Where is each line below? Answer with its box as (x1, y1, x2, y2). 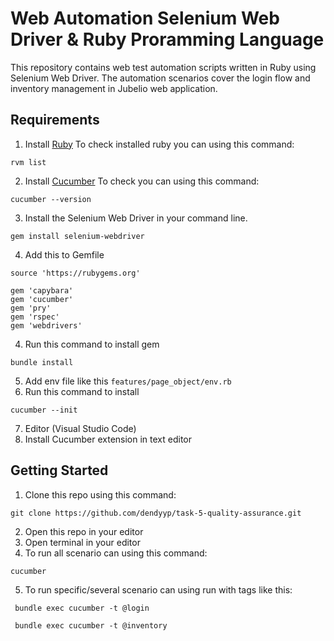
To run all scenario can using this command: (24, 547, 208, 559)
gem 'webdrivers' (10, 320, 83, 331)
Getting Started (10, 462, 109, 479)
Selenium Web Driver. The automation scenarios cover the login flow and (10, 72, 311, 84)
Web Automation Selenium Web (10, 7, 280, 30)
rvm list (10, 157, 47, 167)
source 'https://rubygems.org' (10, 268, 141, 278)
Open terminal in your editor (24, 536, 141, 548)
